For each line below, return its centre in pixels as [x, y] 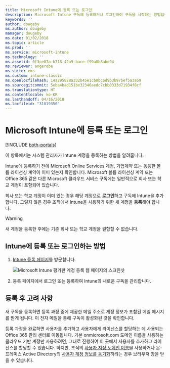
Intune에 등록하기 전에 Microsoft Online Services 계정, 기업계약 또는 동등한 [80, 166]
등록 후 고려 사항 [29, 298]
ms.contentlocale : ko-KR [31, 95]
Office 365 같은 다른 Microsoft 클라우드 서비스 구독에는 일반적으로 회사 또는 [81, 179]
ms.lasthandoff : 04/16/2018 [35, 99]
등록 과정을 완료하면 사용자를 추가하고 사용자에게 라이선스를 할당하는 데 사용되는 [84, 329]
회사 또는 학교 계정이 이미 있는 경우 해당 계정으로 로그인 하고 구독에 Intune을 [80, 196]
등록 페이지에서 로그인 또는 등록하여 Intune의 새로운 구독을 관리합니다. [82, 281]
